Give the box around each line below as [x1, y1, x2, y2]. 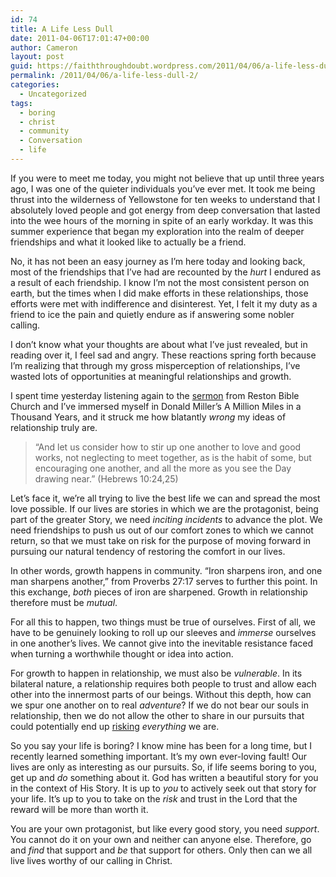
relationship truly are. [10, 421, 98, 433]
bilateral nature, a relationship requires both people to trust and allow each [10, 677, 317, 690]
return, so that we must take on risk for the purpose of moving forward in [10, 534, 312, 546]
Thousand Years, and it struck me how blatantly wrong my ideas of [10, 411, 287, 423]
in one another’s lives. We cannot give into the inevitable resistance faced [10, 637, 314, 649]
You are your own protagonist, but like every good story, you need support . [10, 822, 320, 835]
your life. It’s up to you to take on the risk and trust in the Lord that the [10, 792, 298, 805]
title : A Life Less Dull [10, 24, 114, 34]
